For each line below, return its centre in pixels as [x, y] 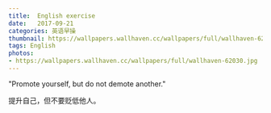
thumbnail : [27, 38]
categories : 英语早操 [42, 31]
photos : [21, 53]
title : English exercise [52, 16]
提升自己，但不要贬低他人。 [54, 100]
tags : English [32, 46]
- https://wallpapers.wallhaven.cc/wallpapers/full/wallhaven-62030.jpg [133, 61]
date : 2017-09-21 [41, 23]
